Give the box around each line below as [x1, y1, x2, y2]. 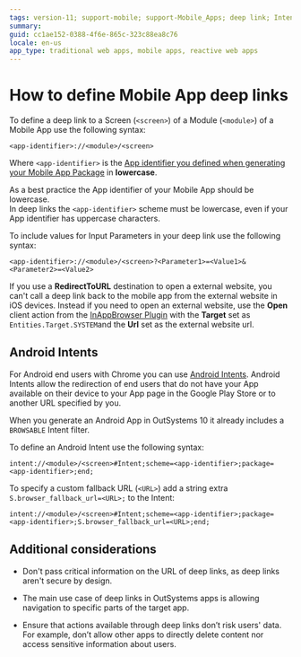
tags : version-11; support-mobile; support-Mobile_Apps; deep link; [9, 13, 271, 22]
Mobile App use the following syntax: [9, 125, 146, 136]
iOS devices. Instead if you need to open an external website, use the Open [9, 300, 288, 311]
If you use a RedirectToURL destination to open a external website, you [9, 281, 272, 292]
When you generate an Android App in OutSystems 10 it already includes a [9, 415, 285, 425]
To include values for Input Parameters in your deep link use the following [9, 231, 281, 241]
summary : [9, 22, 42, 31]
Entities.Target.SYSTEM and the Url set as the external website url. [9, 320, 255, 330]
